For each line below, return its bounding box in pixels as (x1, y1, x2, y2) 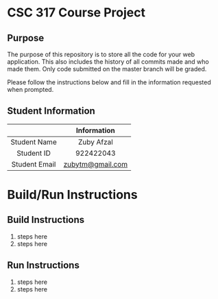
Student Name (10, 137, 57, 147)
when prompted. (7, 86, 54, 93)
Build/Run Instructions (7, 187, 138, 202)
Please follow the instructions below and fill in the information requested (7, 78, 211, 86)
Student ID (16, 148, 51, 158)
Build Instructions (7, 214, 85, 226)
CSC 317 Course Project (7, 5, 146, 21)
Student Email (11, 159, 56, 169)
